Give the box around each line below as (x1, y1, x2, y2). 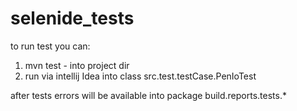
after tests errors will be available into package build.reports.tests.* (10, 89, 287, 101)
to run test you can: (10, 40, 91, 52)
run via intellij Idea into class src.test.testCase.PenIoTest (24, 70, 257, 82)
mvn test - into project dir (24, 59, 130, 71)
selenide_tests (10, 7, 135, 30)
